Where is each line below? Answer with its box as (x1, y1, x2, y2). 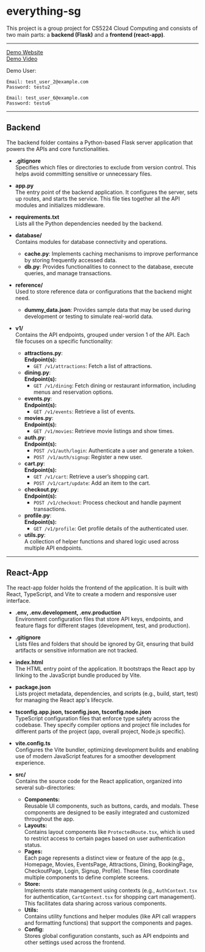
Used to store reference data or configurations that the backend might (15, 287, 192, 295)
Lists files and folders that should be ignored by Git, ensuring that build (15, 640, 194, 648)
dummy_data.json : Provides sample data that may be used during (24, 306, 191, 313)
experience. (15, 759, 46, 766)
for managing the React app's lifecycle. (15, 696, 114, 704)
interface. (6, 597, 31, 604)
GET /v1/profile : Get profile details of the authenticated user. (33, 525, 189, 532)
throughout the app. (24, 815, 75, 822)
